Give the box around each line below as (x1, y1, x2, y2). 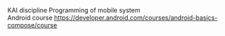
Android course (7, 13, 53, 22)
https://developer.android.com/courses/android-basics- (54, 13, 218, 22)
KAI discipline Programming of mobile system (7, 6, 141, 14)
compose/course (7, 21, 57, 29)
